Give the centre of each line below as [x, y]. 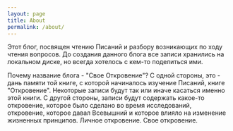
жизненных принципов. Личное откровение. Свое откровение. [102, 120]
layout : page [26, 14]
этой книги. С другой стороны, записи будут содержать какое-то [106, 98]
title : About [26, 20]
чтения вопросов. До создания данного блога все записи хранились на [116, 54]
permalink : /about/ [36, 27]
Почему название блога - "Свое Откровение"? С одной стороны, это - [114, 75]
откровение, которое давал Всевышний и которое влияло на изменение [117, 113]
